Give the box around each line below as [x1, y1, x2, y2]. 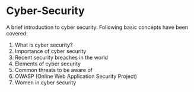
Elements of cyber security [14, 60, 81, 67]
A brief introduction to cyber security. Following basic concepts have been [6, 24, 189, 31]
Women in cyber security [14, 78, 77, 86]
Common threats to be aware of [14, 66, 93, 73]
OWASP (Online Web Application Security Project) [14, 73, 138, 80]
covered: [6, 29, 28, 37]
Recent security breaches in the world [14, 54, 109, 61]
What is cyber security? [14, 41, 73, 48]
